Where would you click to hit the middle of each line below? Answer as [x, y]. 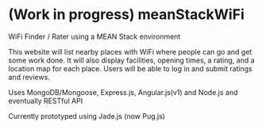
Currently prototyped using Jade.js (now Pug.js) [87, 116]
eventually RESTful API [46, 101]
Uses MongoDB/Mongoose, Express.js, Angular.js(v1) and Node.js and [123, 92]
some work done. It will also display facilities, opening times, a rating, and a [132, 60]
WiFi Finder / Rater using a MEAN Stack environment [94, 36]
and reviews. [29, 77]
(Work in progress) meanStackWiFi [126, 15]
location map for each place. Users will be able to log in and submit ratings [130, 68]
